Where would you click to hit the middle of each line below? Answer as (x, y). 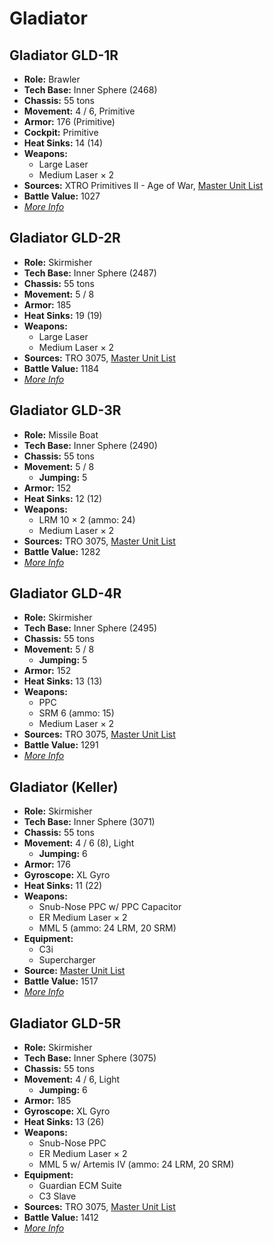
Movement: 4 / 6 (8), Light (79, 843)
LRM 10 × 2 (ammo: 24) (87, 519)
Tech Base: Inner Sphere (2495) (90, 628)
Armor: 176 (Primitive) (69, 121)
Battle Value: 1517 (61, 981)
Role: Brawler (52, 79)
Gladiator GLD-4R (65, 593)
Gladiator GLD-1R (64, 55)
